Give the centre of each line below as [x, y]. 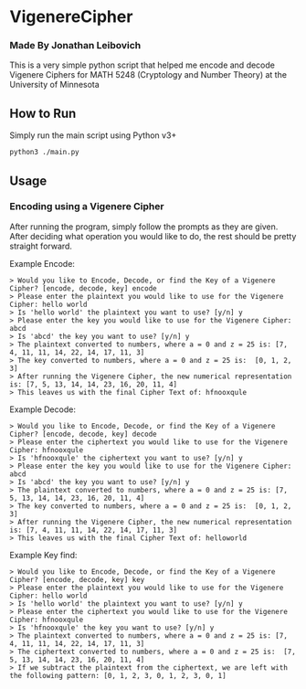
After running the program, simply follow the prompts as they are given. [144, 227]
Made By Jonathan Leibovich [75, 46]
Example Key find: [43, 555]
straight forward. [41, 246]
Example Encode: [42, 263]
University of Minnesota [55, 85]
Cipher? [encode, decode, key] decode [83, 434]
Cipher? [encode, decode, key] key [77, 579]
